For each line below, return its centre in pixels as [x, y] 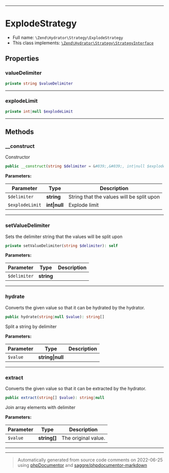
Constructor [18, 157]
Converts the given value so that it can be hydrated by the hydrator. [75, 307]
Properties [22, 59]
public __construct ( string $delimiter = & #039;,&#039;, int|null [75, 167]
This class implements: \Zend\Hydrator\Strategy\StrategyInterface [83, 43]
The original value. [83, 438]
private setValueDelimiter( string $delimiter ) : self [62, 246]
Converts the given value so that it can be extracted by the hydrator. [76, 388]
